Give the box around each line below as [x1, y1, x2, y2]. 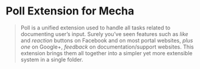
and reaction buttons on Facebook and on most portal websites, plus [20, 37, 193, 44]
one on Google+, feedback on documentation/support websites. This [20, 43, 194, 50]
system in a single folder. [20, 56, 83, 63]
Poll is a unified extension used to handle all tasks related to [20, 24, 171, 31]
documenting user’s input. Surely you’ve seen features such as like [20, 30, 189, 37]
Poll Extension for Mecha [5, 4, 134, 18]
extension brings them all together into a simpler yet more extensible [20, 49, 193, 56]
